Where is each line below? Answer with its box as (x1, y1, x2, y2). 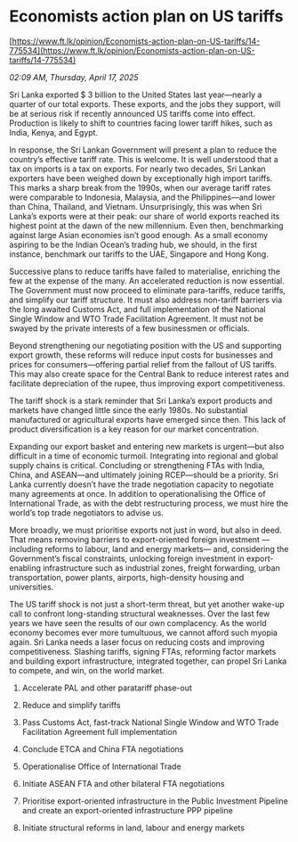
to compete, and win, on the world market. (9, 665, 165, 675)
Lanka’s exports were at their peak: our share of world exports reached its (9, 210, 280, 221)
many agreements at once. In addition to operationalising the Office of (9, 488, 266, 499)
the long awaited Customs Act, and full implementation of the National (9, 303, 266, 314)
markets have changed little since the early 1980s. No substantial (9, 404, 248, 416)
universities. (9, 582, 54, 592)
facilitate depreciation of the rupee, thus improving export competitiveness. (9, 377, 286, 389)
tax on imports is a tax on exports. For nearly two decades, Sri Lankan (9, 163, 266, 174)
